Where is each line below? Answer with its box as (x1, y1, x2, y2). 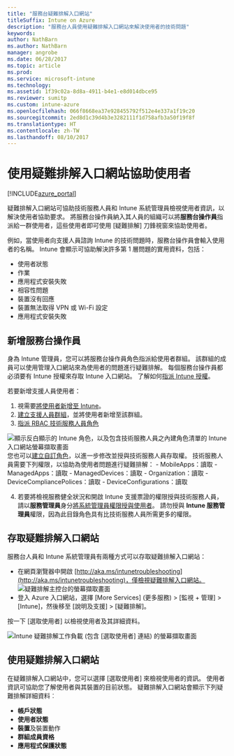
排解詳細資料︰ (13, 691, 57, 699)
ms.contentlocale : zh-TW (7, 127, 80, 134)
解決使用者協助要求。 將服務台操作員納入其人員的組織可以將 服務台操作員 (7, 212, 217, 221)
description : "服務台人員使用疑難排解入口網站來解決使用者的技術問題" (7, 23, 190, 30)
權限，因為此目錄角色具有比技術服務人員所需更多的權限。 (29, 510, 196, 518)
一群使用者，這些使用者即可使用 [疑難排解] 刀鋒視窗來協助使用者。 (19, 221, 212, 230)
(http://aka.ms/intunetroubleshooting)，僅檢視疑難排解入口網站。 (17, 576, 205, 584)
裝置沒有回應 (17, 295, 54, 303)
